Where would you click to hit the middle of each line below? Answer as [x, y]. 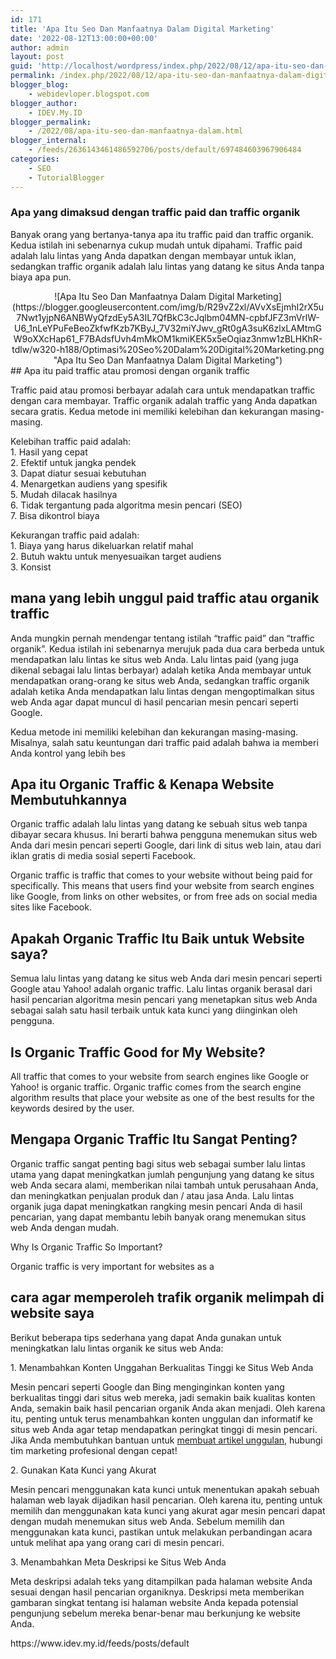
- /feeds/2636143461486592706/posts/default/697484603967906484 [165, 150]
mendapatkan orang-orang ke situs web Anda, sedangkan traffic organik [160, 680]
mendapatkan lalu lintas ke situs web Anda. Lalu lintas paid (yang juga [154, 659]
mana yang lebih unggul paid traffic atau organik [165, 598]
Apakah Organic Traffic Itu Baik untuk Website [157, 938]
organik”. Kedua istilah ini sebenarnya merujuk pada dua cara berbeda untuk [167, 648]
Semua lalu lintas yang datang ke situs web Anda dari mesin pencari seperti [166, 978]
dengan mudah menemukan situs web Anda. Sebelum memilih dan [147, 1521]
